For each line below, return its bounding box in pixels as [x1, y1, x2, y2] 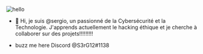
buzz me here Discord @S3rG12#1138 [15, 42, 110, 49]
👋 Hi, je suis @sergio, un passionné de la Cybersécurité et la [15, 17, 166, 24]
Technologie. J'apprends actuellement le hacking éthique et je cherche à [15, 24, 198, 31]
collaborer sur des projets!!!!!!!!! [15, 30, 93, 37]
